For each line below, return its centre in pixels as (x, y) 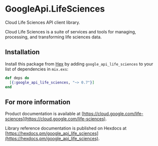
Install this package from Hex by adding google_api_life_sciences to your (79, 64)
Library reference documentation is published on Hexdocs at (66, 128)
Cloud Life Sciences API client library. (43, 22)
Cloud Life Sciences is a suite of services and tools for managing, (70, 32)
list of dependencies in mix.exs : (37, 69)
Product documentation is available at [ (44, 114)
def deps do (17, 78)
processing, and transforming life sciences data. (53, 37)
